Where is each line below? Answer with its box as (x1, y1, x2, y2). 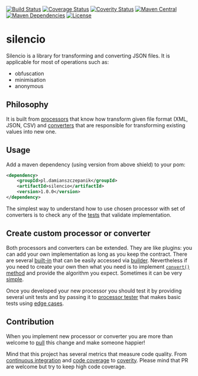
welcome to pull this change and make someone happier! (6, 339, 145, 346)
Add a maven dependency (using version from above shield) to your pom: (6, 160, 186, 168)
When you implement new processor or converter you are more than (6, 332, 173, 340)
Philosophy (6, 99, 49, 110)
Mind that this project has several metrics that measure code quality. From (6, 350, 187, 358)
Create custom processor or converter (6, 229, 151, 239)
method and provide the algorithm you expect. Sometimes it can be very (6, 269, 182, 277)
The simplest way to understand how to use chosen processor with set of (6, 205, 186, 212)
